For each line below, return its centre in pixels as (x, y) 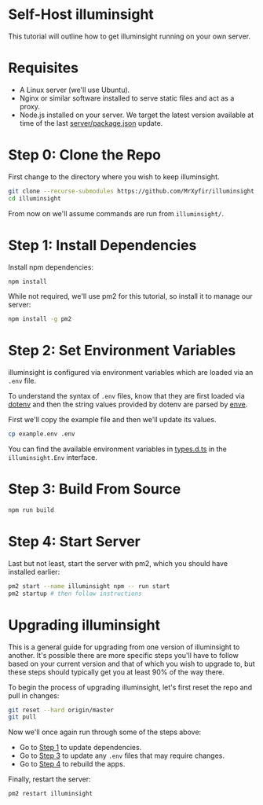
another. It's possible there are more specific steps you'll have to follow (124, 655)
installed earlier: (34, 572)
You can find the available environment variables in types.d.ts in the (118, 449)
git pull (22, 717)
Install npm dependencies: (51, 267)
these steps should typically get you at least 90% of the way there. (117, 672)
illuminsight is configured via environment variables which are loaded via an (131, 373)
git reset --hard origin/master (61, 710)
